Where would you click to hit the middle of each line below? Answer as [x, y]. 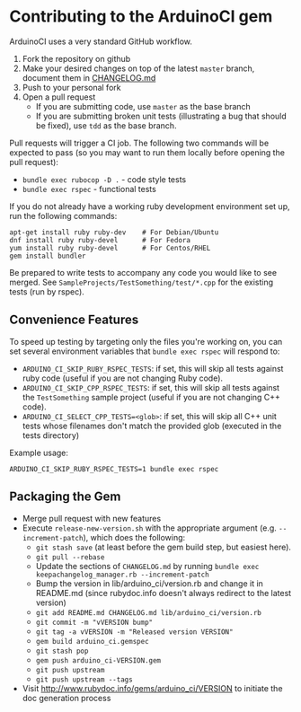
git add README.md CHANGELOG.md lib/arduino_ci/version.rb [149, 612]
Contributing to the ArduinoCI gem [141, 17]
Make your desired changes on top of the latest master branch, [138, 68]
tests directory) [51, 435]
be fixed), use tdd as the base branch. [106, 125]
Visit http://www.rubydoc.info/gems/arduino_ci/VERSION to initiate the [152, 688]
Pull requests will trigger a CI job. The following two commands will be [139, 143]
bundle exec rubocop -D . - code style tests [104, 179]
